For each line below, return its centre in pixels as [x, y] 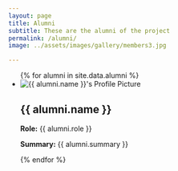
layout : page [30, 16]
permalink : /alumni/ [43, 38]
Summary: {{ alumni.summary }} [74, 144]
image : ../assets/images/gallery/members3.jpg [87, 46]
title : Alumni [32, 23]
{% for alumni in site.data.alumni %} [79, 75]
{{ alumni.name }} [66, 109]
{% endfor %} [43, 159]
